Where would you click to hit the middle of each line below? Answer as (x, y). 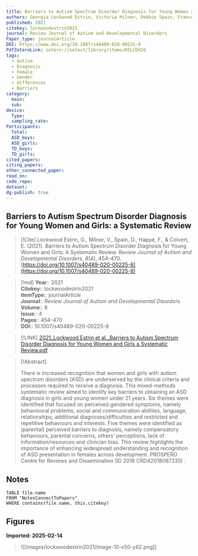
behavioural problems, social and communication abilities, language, (104, 411)
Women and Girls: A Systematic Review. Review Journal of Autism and (106, 252)
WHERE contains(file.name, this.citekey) (58, 504)
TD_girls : (23, 154)
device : (16, 110)
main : (18, 99)
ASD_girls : (25, 143)
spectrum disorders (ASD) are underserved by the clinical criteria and (105, 379)
